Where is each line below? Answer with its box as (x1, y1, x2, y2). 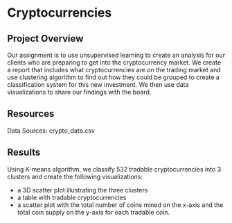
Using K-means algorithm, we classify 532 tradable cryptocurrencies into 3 (7, 165, 222, 173)
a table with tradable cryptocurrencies (17, 193, 127, 201)
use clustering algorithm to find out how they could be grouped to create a (7, 73, 220, 81)
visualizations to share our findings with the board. (7, 88, 152, 96)
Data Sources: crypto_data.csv (7, 126, 96, 135)
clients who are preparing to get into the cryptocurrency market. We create (7, 58, 222, 67)
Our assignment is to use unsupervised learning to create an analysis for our (7, 51, 226, 59)
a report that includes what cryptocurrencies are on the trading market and (7, 66, 221, 74)
